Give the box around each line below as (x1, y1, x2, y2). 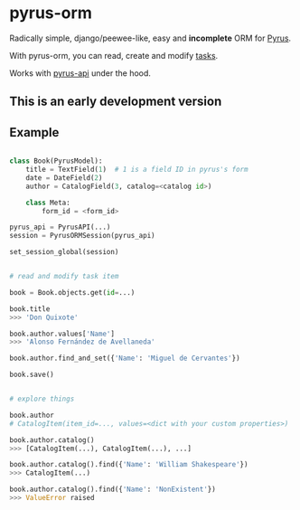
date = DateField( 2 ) (25, 173, 103, 183)
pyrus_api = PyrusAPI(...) (9, 222, 111, 232)
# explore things (9, 394, 75, 404)
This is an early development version (9, 94, 222, 109)
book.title (9, 304, 51, 314)
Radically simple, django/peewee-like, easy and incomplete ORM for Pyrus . (9, 33, 292, 43)
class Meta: (25, 198, 70, 207)
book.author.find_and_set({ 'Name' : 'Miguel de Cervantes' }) (9, 354, 241, 364)
